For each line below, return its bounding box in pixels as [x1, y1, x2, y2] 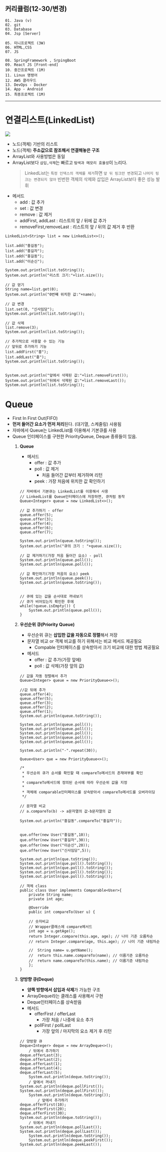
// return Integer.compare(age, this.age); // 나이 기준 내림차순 [29, 939, 160, 944]
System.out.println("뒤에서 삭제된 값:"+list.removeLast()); [5, 378, 126, 383]
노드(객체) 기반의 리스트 [12, 141, 58, 147]
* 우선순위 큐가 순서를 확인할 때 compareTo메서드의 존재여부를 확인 [22, 770, 143, 776]
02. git [5, 22, 21, 27]
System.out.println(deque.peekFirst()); [29, 1138, 113, 1143]
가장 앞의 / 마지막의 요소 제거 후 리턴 [41, 1028, 112, 1034]
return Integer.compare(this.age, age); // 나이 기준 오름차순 [29, 934, 153, 939]
